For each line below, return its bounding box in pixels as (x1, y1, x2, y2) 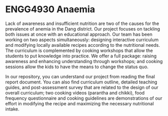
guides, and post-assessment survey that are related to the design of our (5, 84, 159, 90)
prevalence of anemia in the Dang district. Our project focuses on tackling (5, 25, 160, 32)
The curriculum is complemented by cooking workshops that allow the (5, 47, 153, 53)
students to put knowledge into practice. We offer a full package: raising (5, 52, 157, 59)
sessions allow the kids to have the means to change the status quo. (5, 64, 149, 70)
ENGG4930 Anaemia (5, 4, 95, 15)
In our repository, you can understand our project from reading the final (5, 73, 155, 79)
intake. (5, 106, 19, 112)
